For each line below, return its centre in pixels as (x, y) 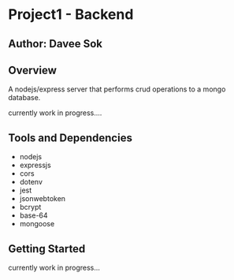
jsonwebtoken (42, 199)
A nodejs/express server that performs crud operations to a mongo (117, 89)
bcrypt (30, 207)
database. (24, 98)
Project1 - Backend (71, 15)
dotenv (31, 182)
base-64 (34, 215)
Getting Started (47, 249)
